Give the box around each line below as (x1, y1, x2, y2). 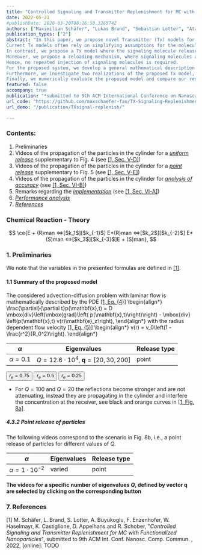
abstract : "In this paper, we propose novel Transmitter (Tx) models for (6, 37, 195, 43)
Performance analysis (14, 194, 70, 201)
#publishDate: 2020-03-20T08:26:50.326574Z (6, 20, 117, 26)
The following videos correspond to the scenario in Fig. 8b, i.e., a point (6, 433, 182, 441)
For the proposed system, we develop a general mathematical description (6, 64, 195, 71)
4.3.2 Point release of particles (6, 418, 85, 425)
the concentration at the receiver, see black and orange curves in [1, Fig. (14, 398, 195, 406)
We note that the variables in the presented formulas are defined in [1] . (6, 265, 182, 272)
